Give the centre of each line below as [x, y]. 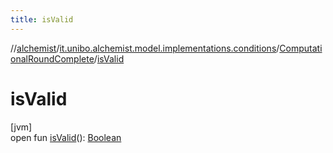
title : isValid [42, 19]
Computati [301, 48]
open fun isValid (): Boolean [66, 137]
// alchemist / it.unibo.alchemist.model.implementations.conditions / [145, 48]
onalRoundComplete [52, 58]
